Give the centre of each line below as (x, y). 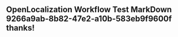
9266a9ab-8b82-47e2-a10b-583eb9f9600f (89, 19)
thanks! (21, 28)
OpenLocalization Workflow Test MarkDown (89, 10)
